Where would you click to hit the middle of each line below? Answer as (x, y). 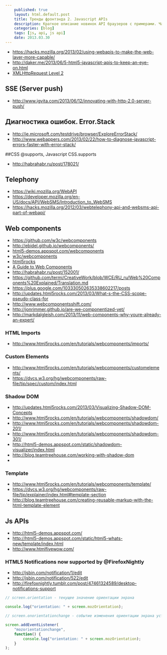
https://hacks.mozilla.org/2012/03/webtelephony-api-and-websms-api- (86, 207)
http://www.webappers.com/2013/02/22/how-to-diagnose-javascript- (84, 139)
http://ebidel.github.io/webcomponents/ (53, 246)
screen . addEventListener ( (32, 625)
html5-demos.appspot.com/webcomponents (58, 251)
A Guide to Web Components (42, 267)
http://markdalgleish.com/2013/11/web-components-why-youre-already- (87, 315)
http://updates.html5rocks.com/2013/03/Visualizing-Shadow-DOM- (82, 407)
